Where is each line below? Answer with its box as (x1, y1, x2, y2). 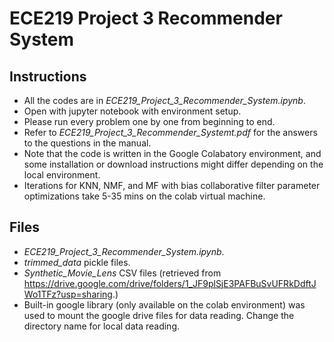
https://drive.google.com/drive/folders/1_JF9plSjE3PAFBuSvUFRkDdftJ (23, 277, 317, 289)
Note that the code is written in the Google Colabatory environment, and (23, 148, 322, 159)
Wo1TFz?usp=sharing (23, 288, 113, 300)
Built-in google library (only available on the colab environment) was (23, 298, 306, 311)
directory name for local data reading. (23, 320, 181, 332)
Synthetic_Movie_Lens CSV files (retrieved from (23, 267, 222, 279)
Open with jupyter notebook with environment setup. (23, 105, 242, 117)
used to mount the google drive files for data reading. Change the (23, 309, 295, 321)
